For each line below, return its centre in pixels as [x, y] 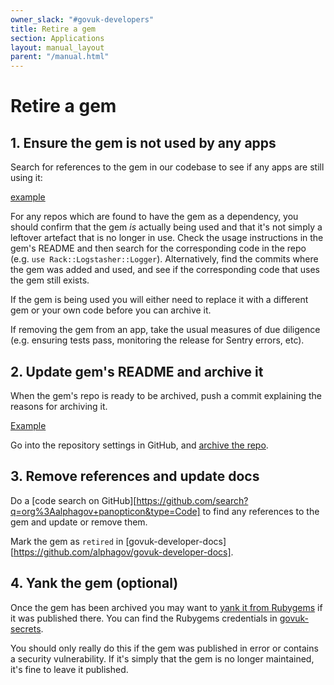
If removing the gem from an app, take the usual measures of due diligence [165, 330]
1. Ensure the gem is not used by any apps [143, 142]
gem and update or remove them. [79, 522]
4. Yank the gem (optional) [94, 583]
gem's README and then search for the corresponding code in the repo [158, 248]
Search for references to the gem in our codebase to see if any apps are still [167, 167]
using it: [26, 178]
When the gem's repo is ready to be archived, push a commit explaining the [166, 395]
